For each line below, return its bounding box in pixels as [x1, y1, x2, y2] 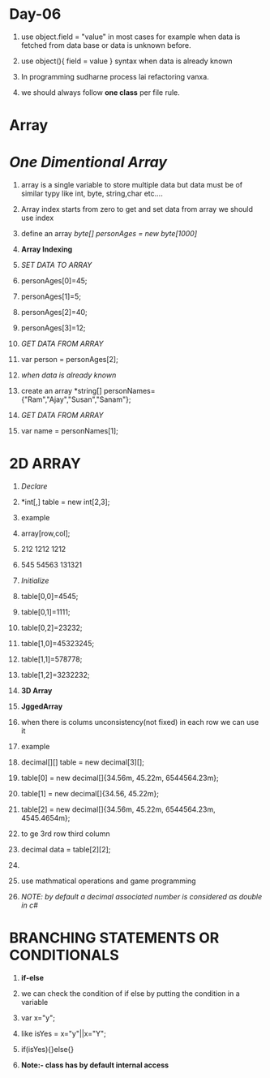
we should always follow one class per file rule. [20, 87, 181, 97]
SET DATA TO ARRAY [20, 261, 92, 270]
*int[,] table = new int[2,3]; [20, 497, 110, 507]
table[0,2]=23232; [20, 623, 84, 632]
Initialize [20, 576, 49, 585]
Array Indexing [20, 244, 73, 254]
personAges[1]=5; [20, 291, 82, 301]
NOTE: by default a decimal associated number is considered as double [20, 892, 263, 901]
